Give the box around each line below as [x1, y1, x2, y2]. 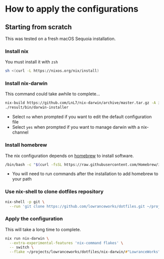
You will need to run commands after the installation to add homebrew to [12, 171, 159, 177]
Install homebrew [5, 141, 47, 148]
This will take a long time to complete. [5, 226, 82, 232]
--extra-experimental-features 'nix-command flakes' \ [9, 240, 123, 245]
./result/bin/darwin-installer [5, 105, 69, 110]
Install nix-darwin [5, 80, 48, 87]
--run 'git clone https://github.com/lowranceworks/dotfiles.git [9, 204, 145, 209]
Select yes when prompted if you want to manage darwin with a [12, 124, 140, 130]
